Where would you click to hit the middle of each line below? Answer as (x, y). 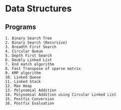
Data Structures (38, 9)
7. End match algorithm (30, 64)
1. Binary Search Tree (29, 38)
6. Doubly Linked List (29, 60)
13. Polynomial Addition (31, 90)
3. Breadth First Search (31, 47)
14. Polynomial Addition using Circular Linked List (61, 95)
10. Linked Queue (23, 77)
